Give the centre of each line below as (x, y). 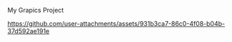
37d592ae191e (29, 31)
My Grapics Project (36, 10)
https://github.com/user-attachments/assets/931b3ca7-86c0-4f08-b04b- (116, 23)
